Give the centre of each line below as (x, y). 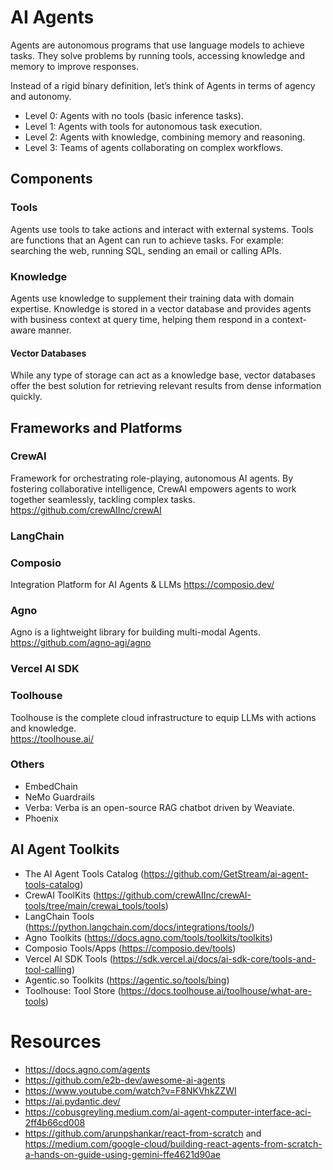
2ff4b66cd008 (55, 1122)
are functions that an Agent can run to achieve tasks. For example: (147, 240)
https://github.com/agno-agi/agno (81, 643)
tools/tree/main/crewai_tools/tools (95, 905)
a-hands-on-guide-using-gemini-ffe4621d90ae (122, 1154)
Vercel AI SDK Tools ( (68, 958)
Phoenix (41, 818)
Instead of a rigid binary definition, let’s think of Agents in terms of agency (163, 85)
